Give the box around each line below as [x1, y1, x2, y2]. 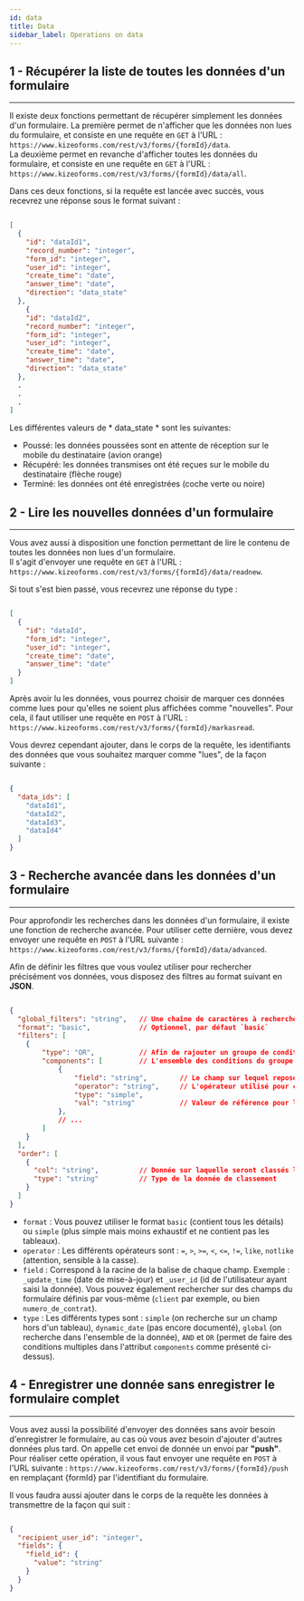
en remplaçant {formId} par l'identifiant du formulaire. [9, 1471, 210, 1482]
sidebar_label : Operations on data [9, 30, 144, 39]
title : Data [9, 22, 54, 31]
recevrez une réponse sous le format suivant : [9, 196, 181, 207]
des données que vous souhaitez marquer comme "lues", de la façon [9, 749, 267, 759]
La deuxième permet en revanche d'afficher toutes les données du [9, 149, 258, 159]
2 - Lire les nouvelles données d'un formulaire [9, 505, 274, 520]
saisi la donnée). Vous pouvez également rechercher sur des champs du [22, 1283, 293, 1294]
